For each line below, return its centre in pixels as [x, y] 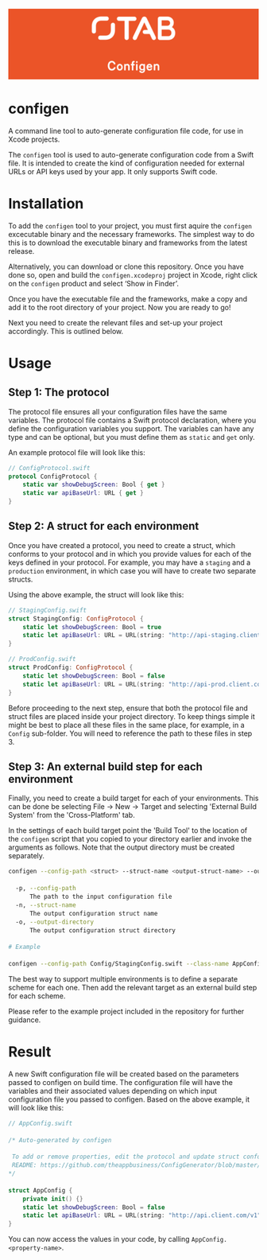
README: [24, 1165]
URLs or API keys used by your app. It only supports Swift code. [113, 171]
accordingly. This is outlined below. [66, 331]
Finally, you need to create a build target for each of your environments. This [133, 798]
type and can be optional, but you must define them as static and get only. [132, 437]
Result [30, 1052]
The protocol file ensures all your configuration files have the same [118, 411]
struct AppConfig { [41, 1190]
